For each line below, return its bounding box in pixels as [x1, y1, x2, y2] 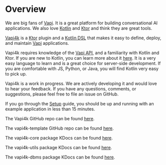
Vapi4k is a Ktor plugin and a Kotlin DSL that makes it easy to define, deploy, [5, 35, 162, 41]
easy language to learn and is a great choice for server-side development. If [5, 60, 161, 66]
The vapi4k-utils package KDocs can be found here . [5, 144, 112, 150]
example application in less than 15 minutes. [5, 106, 95, 112]
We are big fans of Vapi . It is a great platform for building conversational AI [5, 20, 158, 26]
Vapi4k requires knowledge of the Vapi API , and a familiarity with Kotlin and [5, 50, 160, 56]
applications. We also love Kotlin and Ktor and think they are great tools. [5, 25, 153, 31]
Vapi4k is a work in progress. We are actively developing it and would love [5, 81, 158, 86]
